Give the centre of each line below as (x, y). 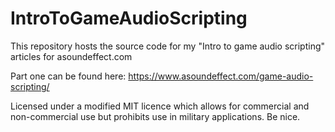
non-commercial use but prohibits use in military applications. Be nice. (155, 116)
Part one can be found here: (68, 76)
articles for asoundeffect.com (71, 56)
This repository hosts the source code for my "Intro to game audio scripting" (168, 46)
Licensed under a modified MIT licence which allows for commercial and (160, 106)
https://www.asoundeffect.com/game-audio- (221, 76)
